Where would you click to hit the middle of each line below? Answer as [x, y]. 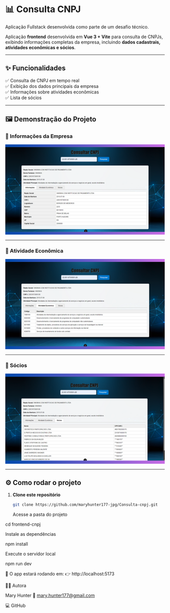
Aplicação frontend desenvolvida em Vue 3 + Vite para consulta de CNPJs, [84, 37]
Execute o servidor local [30, 554]
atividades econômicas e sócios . [40, 47]
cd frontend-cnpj [23, 524]
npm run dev [18, 564]
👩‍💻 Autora [16, 586]
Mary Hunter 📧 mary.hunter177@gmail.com [50, 595]
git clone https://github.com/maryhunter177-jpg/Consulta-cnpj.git [85, 505]
